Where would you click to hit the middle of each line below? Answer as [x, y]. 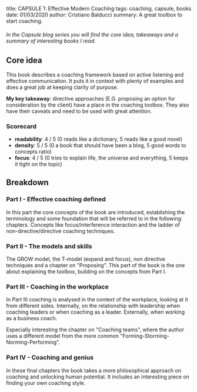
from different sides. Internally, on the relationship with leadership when [93, 306]
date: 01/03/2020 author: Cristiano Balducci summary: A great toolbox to [94, 15]
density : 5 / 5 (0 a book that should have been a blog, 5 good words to [100, 145]
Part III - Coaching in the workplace [57, 287]
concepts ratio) [33, 151]
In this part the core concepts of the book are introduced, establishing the [96, 212]
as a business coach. [32, 318]
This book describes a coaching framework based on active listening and [95, 74]
